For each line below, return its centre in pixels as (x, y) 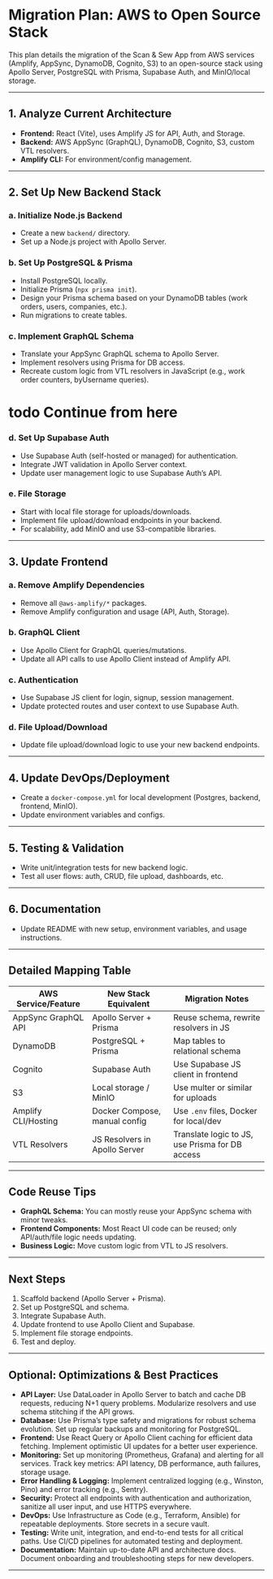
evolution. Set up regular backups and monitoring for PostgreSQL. (130, 1429)
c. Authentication (43, 680)
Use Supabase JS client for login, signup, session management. (127, 698)
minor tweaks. (44, 1220)
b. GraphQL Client (44, 633)
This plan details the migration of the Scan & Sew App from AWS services (132, 54)
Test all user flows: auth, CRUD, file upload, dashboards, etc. (121, 876)
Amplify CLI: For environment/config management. (106, 159)
